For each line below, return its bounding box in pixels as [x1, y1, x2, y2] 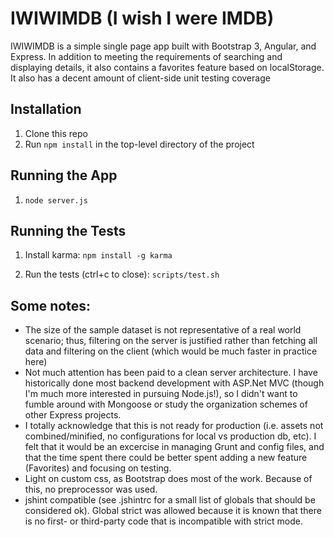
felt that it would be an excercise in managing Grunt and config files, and [24, 441, 325, 453]
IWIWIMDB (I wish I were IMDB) [10, 7, 275, 30]
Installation [10, 101, 82, 118]
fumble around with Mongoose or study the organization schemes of [24, 398, 308, 411]
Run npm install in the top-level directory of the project [24, 138, 255, 150]
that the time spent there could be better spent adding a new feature [24, 452, 308, 464]
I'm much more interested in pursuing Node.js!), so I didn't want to [24, 388, 298, 400]
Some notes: [10, 297, 91, 314]
